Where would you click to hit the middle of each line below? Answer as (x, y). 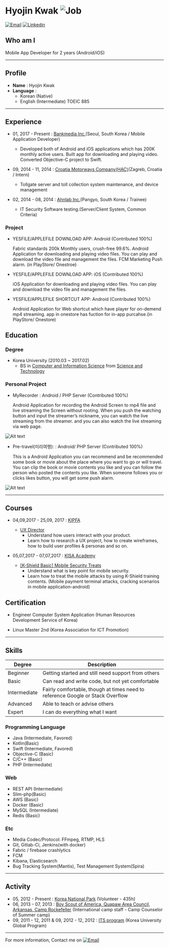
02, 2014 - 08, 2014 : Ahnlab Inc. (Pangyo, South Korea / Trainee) (79, 200)
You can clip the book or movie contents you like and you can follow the (87, 467)
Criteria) (28, 215)
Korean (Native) (36, 96)
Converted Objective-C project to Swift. (61, 160)
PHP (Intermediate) (32, 765)
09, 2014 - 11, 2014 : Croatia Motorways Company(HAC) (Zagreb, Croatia (87, 169)
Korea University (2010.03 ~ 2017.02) (51, 361)
